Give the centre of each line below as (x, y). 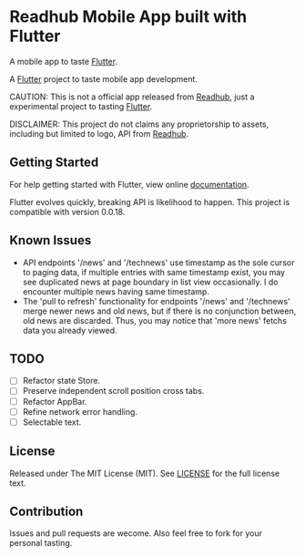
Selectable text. (52, 422)
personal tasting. (41, 543)
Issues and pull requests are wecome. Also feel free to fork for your (136, 533)
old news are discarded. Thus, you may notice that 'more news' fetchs (154, 320)
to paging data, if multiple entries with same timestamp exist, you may (153, 272)
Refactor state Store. (61, 381)
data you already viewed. (70, 330)
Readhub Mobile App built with (128, 17)
